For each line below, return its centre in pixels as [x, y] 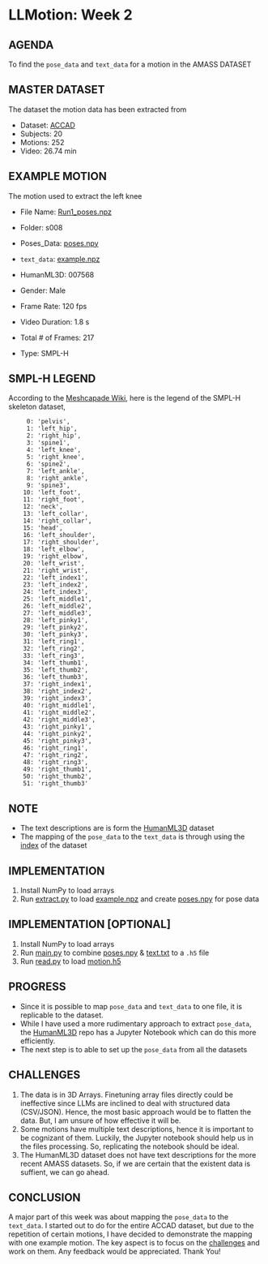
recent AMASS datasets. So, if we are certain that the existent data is [135, 1163]
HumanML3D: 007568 [57, 274]
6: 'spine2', [48, 464]
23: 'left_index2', [56, 585]
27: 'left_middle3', [57, 613]
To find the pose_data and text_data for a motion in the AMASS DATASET [130, 64]
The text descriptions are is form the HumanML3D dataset [117, 828]
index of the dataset [53, 845]
